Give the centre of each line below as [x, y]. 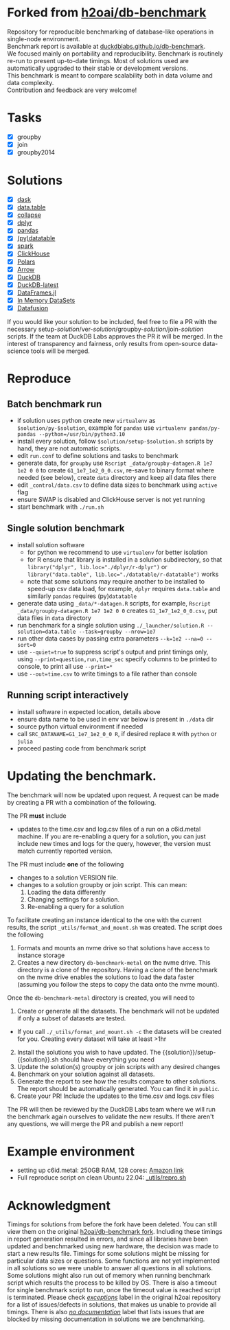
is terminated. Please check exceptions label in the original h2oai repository [114, 1297]
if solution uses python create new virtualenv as [86, 420]
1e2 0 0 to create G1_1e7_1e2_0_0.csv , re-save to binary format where [116, 470]
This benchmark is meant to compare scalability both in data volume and [110, 75]
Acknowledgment [59, 1205]
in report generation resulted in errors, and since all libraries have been [107, 1239]
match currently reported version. [65, 851]
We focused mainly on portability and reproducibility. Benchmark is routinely [115, 54]
